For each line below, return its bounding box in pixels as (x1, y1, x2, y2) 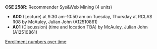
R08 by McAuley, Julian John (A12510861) (12, 19, 98, 24)
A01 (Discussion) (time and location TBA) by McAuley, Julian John (12, 24, 148, 30)
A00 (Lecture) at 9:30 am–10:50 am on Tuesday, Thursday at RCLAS (12, 14, 153, 19)
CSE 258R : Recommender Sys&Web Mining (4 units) (5, 4, 112, 10)
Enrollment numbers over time (5, 39, 67, 45)
